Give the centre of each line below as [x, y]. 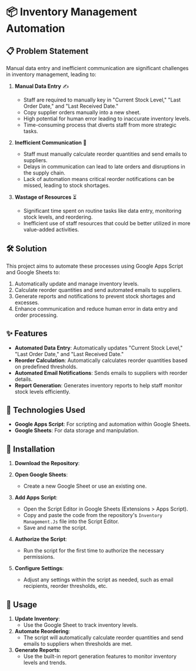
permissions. [39, 557]
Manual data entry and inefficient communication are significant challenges [97, 68]
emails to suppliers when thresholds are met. [78, 644]
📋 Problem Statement [47, 51]
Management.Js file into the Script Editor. [71, 522]
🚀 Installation [31, 449]
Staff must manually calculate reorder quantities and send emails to [105, 154]
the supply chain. [44, 173]
